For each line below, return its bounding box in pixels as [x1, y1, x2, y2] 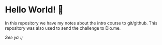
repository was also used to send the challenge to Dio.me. [5, 25, 121, 31]
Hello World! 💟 [5, 4, 64, 15]
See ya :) [5, 34, 23, 40]
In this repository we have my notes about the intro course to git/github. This [5, 20, 158, 26]
